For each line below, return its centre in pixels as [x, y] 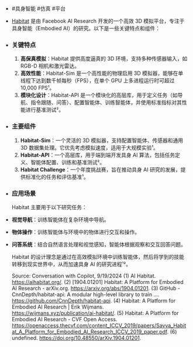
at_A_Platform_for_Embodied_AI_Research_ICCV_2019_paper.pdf [89, 331]
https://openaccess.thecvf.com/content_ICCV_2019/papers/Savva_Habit [99, 325]
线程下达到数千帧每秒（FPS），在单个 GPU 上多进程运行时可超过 [97, 81]
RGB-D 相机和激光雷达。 [50, 66]
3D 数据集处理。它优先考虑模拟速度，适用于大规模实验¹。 [89, 147]
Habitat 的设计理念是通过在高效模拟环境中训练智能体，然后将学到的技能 [98, 256]
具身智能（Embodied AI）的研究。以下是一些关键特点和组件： [86, 28]
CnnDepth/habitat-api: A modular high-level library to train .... [85, 294]
